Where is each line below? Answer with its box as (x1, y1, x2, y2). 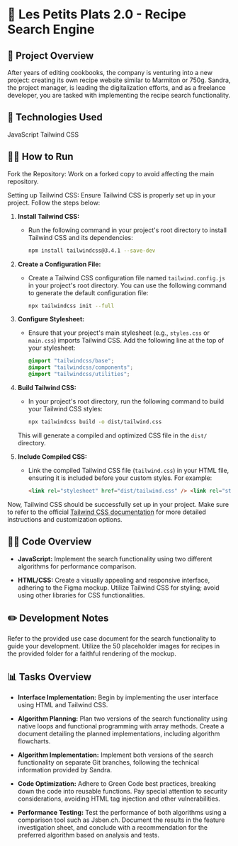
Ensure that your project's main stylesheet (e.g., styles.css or (28, 328, 210, 337)
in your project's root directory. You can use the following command (28, 281, 227, 290)
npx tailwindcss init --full (28, 302, 115, 309)
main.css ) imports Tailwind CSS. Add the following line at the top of (28, 336, 225, 345)
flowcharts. (17, 737, 51, 745)
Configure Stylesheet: (17, 315, 85, 324)
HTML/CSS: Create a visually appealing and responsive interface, (17, 576, 210, 584)
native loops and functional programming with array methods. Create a (17, 722, 225, 731)
